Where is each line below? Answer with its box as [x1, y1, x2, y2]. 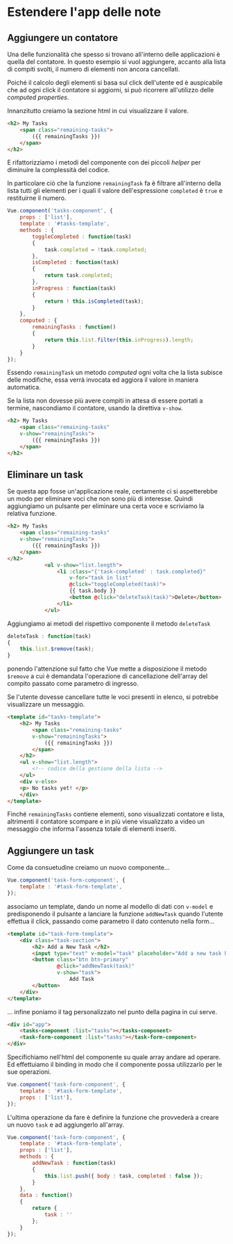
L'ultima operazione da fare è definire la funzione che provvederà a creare [7, 1113, 219, 1121]
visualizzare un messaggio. [7, 700, 85, 709]
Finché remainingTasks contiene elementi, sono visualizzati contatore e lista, [7, 810, 225, 818]
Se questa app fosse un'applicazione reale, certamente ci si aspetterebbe [7, 487, 218, 496]
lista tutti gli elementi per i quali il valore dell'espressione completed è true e [7, 187, 223, 195]
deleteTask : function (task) [7, 632, 92, 639]
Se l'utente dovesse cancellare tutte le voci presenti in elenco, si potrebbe [7, 693, 218, 701]
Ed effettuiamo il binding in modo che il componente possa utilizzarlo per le [7, 1060, 223, 1068]
